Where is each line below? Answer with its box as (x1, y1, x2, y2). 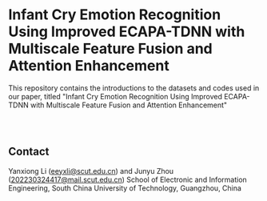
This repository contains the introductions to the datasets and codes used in (8, 82, 260, 93)
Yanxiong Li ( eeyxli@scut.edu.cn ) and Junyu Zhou (8, 166, 174, 175)
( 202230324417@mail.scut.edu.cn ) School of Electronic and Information (8, 175, 248, 184)
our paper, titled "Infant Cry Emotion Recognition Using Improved (8, 91, 222, 101)
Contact (8, 145, 50, 159)
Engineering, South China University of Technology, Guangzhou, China (8, 183, 242, 193)
